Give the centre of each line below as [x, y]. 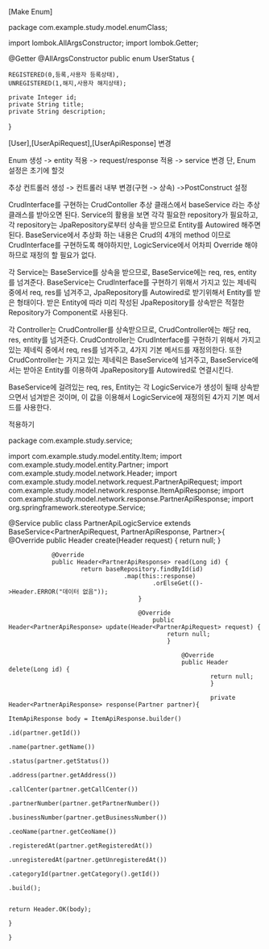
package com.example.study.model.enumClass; [88, 27]
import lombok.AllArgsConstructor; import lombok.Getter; [103, 43]
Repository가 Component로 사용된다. [68, 312]
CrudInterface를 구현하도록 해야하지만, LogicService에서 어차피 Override [126, 245]
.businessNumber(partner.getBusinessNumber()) [88, 818]
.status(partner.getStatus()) [59, 761]
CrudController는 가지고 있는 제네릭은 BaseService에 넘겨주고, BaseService [130, 360]
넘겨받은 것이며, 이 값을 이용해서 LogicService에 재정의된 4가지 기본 [137, 397]
